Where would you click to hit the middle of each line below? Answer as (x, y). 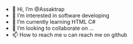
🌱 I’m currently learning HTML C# (54, 22)
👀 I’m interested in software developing (61, 15)
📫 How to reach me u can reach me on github (70, 35)
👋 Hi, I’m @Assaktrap (38, 9)
